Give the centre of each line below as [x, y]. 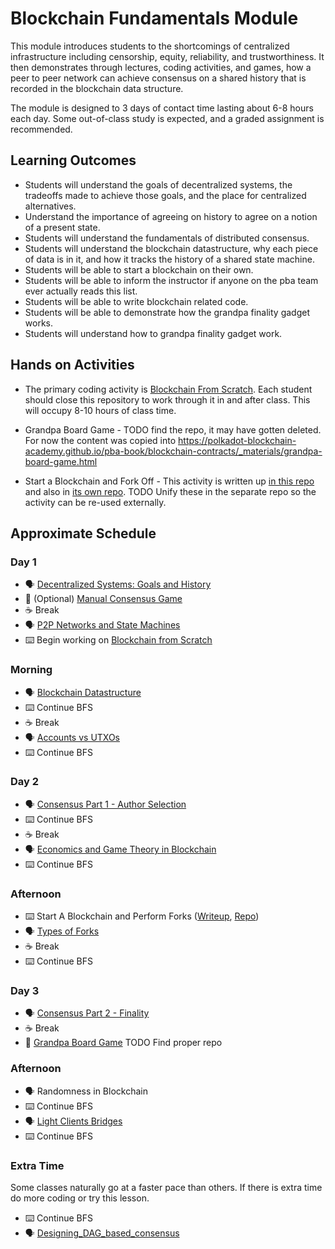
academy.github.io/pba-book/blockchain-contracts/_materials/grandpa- [173, 451]
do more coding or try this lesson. [80, 1198]
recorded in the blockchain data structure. [97, 88]
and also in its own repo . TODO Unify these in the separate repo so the [170, 491]
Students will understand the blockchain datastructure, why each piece [171, 248]
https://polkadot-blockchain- [237, 440]
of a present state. [62, 227]
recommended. [41, 129]
